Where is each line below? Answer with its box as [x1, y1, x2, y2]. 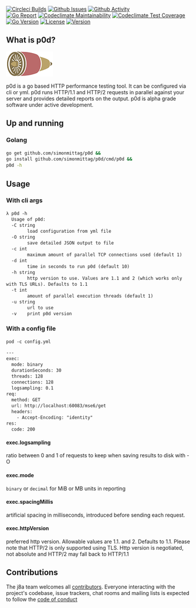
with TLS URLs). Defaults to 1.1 [6, 281, 88, 287]
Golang [6, 136, 28, 144]
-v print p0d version [11, 310, 72, 316]
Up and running [6, 118, 64, 128]
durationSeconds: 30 [11, 368, 62, 374]
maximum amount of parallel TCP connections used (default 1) [27, 252, 183, 257]
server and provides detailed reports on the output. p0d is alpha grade [6, 95, 177, 102]
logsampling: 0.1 [11, 385, 54, 391]
